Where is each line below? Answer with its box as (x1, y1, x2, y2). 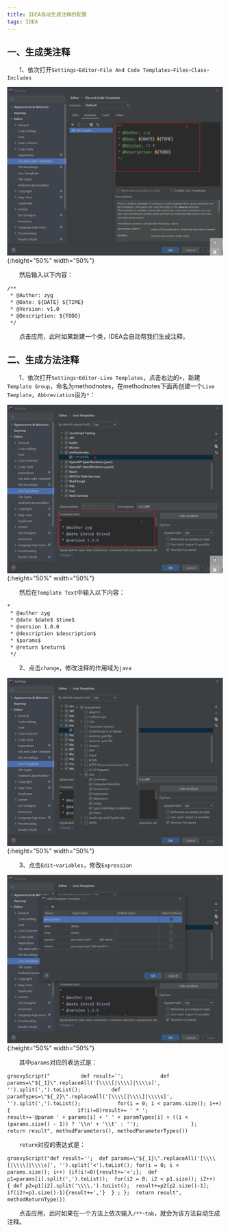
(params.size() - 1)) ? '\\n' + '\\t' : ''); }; (7, 1121, 197, 1128)
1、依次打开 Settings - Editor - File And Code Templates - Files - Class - (18, 66, 210, 74)
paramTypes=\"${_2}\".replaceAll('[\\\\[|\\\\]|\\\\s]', (7, 1093, 173, 1100)
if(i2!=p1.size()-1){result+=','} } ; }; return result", (7, 1189, 183, 1196)
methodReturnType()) (7, 1196, 66, 1203)
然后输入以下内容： (18, 270, 73, 279)
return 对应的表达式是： (19, 1141, 86, 1149)
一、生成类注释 (7, 46, 71, 58)
